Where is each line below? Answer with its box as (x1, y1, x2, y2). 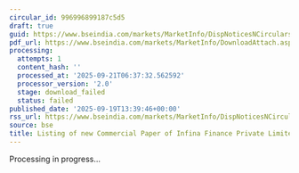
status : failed (17, 95, 74, 105)
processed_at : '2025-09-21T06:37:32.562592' (17, 71, 185, 80)
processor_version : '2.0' (17, 79, 114, 88)
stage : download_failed (17, 87, 105, 96)
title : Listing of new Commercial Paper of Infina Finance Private (9, 129, 265, 138)
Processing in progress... (9, 153, 101, 164)
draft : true (9, 21, 53, 30)
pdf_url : (9, 37, 42, 47)
